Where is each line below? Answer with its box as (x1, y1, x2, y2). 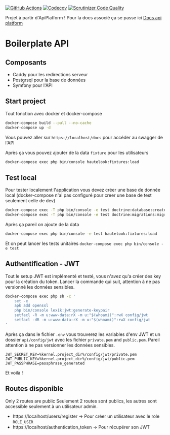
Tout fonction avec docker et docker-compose (5, 110, 102, 116)
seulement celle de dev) (5, 198, 56, 204)
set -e (14, 298, 28, 303)
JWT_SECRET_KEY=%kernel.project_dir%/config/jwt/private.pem (5, 352, 137, 357)
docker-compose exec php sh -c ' (5, 294, 76, 299)
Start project (5, 97, 46, 106)
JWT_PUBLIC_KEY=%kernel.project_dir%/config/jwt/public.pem (5, 356, 135, 361)
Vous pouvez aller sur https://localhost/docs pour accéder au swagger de (5, 134, 163, 140)
